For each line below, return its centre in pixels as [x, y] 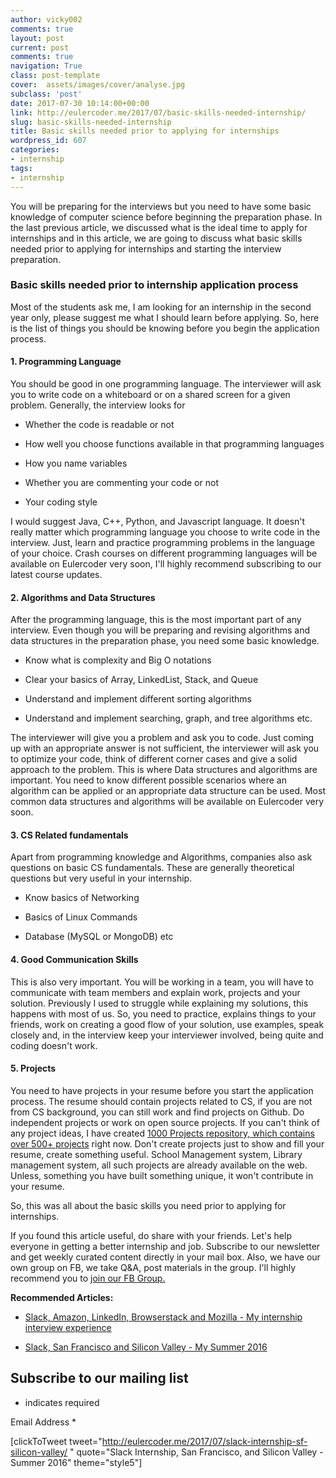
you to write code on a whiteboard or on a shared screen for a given [150, 394]
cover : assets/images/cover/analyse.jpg [98, 85]
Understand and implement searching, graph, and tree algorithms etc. [168, 718]
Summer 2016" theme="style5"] [76, 1462]
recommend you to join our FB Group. [88, 1278]
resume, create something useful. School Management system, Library [156, 1154]
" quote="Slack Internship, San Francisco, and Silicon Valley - [196, 1452]
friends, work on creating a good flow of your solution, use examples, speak [167, 1024]
